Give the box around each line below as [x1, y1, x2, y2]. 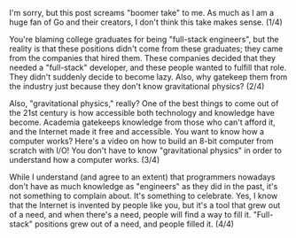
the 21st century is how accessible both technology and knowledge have [9, 108, 275, 118]
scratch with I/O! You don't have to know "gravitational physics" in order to [9, 145, 282, 156]
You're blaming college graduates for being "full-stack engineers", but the [9, 35, 279, 44]
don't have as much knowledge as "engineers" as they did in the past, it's [9, 181, 278, 191]
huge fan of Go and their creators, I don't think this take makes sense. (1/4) [9, 17, 284, 27]
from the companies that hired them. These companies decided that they [9, 53, 277, 63]
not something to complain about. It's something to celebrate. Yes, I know [9, 190, 278, 201]
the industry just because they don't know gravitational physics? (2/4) [9, 81, 265, 91]
